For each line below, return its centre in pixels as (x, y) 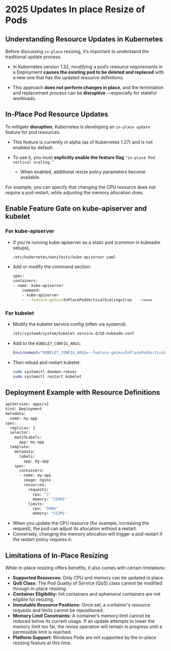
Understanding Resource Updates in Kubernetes (84, 39)
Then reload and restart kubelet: (46, 362)
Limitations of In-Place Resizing (57, 555)
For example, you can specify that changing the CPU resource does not (80, 187)
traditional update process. (34, 57)
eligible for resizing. (33, 599)
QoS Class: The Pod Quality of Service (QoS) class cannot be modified (87, 583)
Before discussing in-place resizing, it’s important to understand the (77, 51)
